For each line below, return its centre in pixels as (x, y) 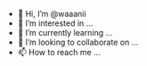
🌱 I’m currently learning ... (65, 33)
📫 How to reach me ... (59, 52)
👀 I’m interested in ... (55, 23)
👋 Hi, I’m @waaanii (52, 14)
